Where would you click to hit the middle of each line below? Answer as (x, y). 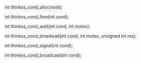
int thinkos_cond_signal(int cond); (39, 46)
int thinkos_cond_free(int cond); (37, 17)
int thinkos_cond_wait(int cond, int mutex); (48, 26)
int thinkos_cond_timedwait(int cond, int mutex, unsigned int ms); (70, 36)
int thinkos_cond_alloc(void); (34, 7)
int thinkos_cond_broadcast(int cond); (43, 55)
